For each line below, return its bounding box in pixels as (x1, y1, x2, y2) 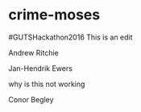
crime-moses (8, 6, 101, 24)
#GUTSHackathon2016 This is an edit (8, 32, 133, 42)
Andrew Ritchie (8, 48, 59, 57)
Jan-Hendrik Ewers (8, 63, 73, 73)
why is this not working (8, 79, 85, 89)
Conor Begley (8, 94, 54, 104)
